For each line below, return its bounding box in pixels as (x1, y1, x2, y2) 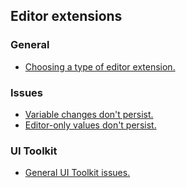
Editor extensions (10, 8, 123, 25)
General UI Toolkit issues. (24, 167, 131, 179)
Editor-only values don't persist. (24, 119, 157, 131)
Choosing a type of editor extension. (24, 60, 176, 73)
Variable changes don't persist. (24, 108, 154, 120)
